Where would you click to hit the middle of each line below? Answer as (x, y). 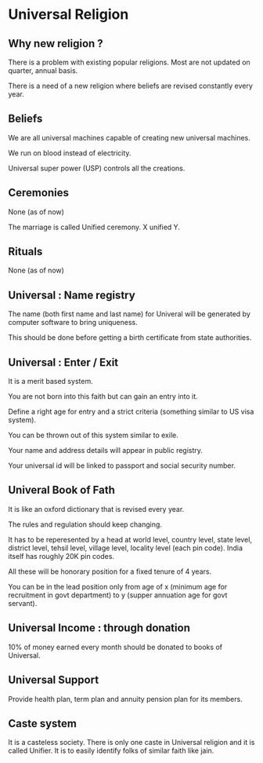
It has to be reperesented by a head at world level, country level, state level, (130, 539)
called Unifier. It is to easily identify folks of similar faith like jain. (111, 750)
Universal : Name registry (72, 295)
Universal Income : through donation (99, 628)
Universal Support (54, 680)
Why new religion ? (56, 44)
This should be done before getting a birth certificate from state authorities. (130, 338)
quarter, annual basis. (43, 71)
